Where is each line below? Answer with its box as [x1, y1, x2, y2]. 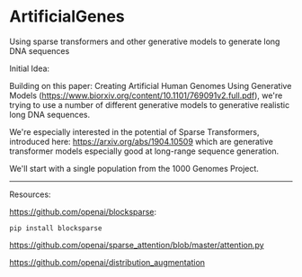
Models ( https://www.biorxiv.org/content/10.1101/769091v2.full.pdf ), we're [9, 90, 283, 101]
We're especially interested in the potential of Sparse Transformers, [9, 126, 260, 137]
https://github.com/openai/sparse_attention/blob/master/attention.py [9, 239, 264, 250]
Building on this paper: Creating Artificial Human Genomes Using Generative [9, 80, 292, 91]
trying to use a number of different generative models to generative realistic [9, 99, 290, 110]
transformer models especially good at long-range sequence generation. [9, 146, 280, 156]
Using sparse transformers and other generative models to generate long [9, 36, 280, 47]
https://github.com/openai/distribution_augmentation [9, 256, 205, 267]
